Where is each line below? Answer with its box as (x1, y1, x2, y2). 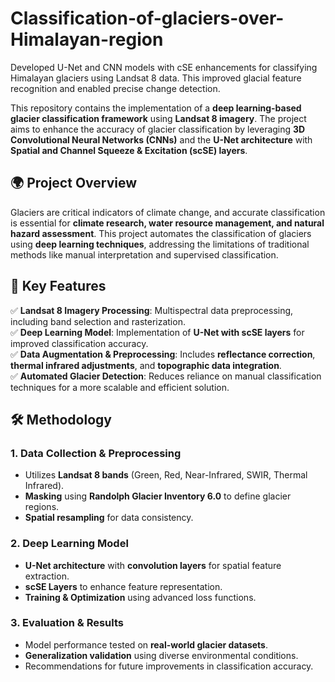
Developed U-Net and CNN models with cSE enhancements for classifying (10, 61, 318, 73)
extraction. (24, 570, 70, 582)
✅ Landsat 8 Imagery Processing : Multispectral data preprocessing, (10, 304, 294, 316)
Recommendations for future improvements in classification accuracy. (24, 660, 314, 672)
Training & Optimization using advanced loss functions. (24, 591, 257, 603)
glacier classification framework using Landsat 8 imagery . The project (10, 112, 307, 124)
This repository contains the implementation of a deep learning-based (10, 102, 302, 114)
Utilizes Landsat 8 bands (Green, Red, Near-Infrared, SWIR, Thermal (24, 469, 308, 481)
